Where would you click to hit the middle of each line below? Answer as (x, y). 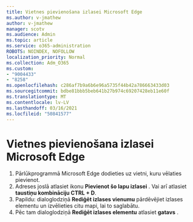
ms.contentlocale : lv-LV (38, 102)
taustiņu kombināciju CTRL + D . (56, 193)
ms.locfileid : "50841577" (39, 114)
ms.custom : (20, 68)
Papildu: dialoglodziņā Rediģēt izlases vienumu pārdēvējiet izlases (99, 199)
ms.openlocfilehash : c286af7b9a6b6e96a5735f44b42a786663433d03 (88, 86)
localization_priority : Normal (46, 57)
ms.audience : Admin (31, 35)
